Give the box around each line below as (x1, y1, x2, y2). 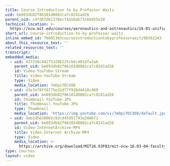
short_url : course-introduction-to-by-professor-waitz (5, 31, 123, 36)
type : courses (5, 149, 35, 154)
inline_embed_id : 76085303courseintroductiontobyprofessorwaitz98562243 (5, 36, 162, 41)
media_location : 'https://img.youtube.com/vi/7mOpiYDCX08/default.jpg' (14, 111, 168, 116)
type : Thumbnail (14, 106, 49, 111)
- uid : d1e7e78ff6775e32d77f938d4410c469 (10, 87, 99, 93)
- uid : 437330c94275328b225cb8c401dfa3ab (10, 59, 99, 64)
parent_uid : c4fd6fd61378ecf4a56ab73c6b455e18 (5, 17, 105, 22)
